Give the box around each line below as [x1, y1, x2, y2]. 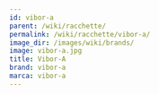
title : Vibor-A [9, 55, 66, 64]
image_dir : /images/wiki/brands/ [9, 38, 135, 47]
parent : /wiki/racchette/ [9, 21, 106, 30]
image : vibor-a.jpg [9, 47, 83, 56]
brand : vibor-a [9, 64, 66, 73]
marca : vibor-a [9, 72, 66, 81]
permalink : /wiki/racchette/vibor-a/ [9, 30, 151, 38]
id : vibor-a [9, 13, 54, 22]
